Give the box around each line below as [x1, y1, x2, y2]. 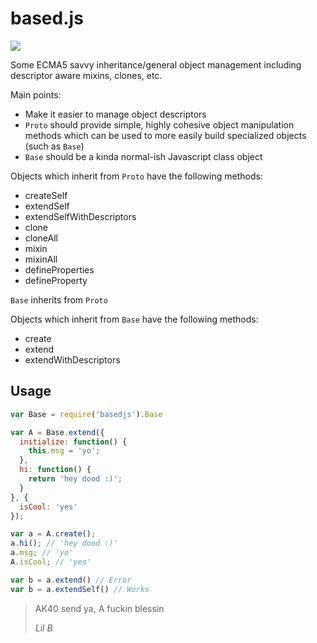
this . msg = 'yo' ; [28, 446, 101, 456]
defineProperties [24, 263, 95, 276]
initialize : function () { [19, 437, 128, 447]
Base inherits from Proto [10, 293, 108, 306]
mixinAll [24, 253, 58, 265]
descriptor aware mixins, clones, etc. [10, 69, 163, 81]
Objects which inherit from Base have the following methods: [10, 313, 259, 325]
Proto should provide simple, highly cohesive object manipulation [24, 118, 295, 131]
